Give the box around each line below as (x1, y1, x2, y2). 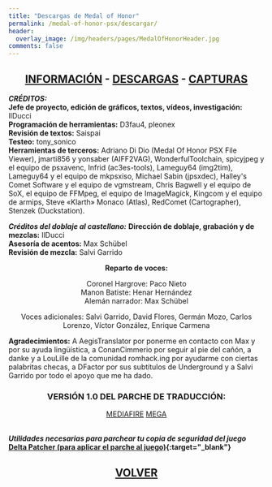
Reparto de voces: (105, 263, 168, 273)
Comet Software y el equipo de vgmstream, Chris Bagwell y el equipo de (8, 179, 252, 189)
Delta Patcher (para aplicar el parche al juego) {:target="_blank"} (8, 442, 231, 452)
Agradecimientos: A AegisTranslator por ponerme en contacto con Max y (8, 336, 256, 346)
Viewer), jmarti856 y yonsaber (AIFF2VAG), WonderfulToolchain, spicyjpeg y (8, 153, 265, 163)
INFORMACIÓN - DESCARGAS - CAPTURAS (24, 72, 248, 86)
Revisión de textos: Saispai (8, 127, 101, 138)
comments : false (8, 42, 63, 50)
